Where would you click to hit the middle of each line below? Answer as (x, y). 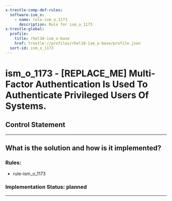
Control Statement (35, 125)
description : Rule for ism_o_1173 (56, 24)
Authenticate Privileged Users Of (77, 95)
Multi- (142, 73)
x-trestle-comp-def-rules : (34, 10)
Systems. (26, 106)
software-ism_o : (27, 15)
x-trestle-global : (25, 29)
